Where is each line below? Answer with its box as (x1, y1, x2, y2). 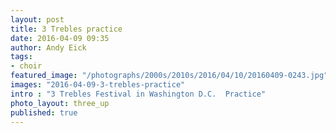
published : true (10, 107, 78, 118)
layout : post (10, 14, 65, 25)
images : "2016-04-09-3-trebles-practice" (10, 80, 186, 90)
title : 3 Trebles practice (10, 24, 123, 34)
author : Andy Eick (10, 42, 87, 53)
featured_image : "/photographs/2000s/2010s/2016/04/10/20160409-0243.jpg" (10, 71, 329, 81)
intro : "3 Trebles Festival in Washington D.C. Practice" (10, 89, 267, 99)
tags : (10, 52, 33, 62)
